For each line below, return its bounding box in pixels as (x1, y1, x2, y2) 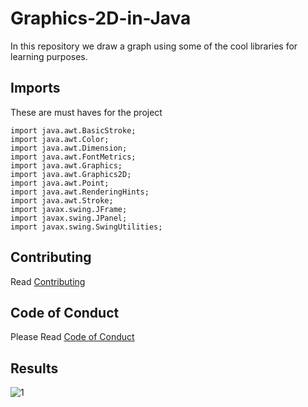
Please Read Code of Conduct (10, 331, 135, 343)
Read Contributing (10, 275, 86, 287)
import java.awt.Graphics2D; (10, 169, 132, 179)
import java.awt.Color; (10, 134, 110, 144)
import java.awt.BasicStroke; (10, 125, 137, 136)
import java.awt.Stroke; (10, 195, 114, 206)
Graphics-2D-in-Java (10, 7, 192, 30)
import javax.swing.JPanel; (10, 213, 128, 223)
